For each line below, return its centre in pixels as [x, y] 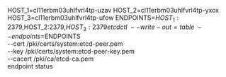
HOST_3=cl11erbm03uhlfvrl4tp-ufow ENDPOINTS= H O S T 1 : [93, 18]
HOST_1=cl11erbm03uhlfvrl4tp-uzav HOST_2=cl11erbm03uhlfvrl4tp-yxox [113, 10]
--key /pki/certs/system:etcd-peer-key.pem [71, 51]
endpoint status [30, 66]
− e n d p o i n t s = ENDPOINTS [44, 36]
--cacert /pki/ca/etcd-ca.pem [51, 59]
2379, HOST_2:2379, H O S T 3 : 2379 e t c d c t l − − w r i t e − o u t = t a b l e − [104, 28]
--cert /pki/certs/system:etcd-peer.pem [65, 43]
